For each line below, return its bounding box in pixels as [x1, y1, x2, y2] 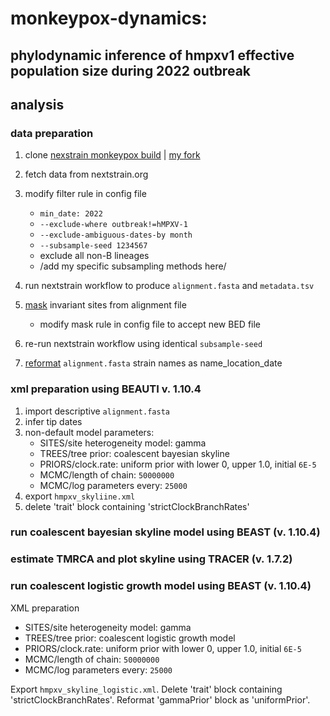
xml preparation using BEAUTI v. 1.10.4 [10, 382, 202, 396]
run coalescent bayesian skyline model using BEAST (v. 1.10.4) [10, 525, 321, 539]
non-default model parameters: [24, 426, 155, 438]
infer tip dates [24, 415, 83, 427]
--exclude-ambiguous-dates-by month [39, 230, 193, 241]
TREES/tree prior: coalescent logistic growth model [24, 632, 236, 644]
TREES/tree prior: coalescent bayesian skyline [39, 447, 230, 459]
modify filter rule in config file [24, 188, 147, 200]
